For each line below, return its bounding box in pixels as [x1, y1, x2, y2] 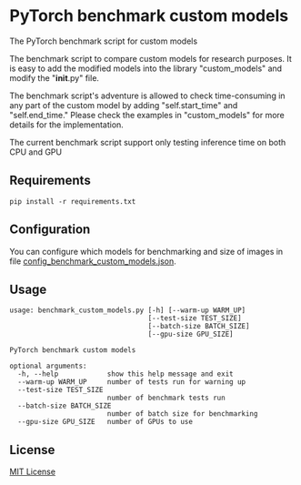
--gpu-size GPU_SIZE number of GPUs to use [17, 418, 194, 427]
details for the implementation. [9, 119, 125, 130]
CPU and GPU [9, 147, 62, 157]
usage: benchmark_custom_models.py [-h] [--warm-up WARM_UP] [9, 306, 246, 315]
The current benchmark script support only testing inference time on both [9, 136, 286, 147]
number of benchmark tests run [106, 393, 226, 403]
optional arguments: [9, 361, 88, 371]
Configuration [9, 222, 91, 237]
